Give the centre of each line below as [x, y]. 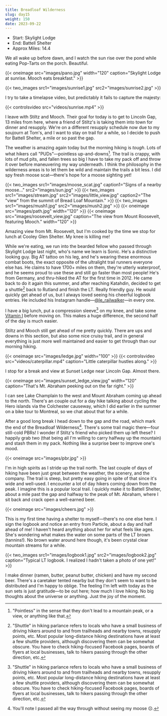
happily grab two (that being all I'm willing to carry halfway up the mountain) [83, 438]
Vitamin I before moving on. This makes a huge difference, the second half [82, 316]
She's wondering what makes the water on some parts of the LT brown [78, 535]
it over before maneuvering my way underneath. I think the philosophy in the [83, 164]
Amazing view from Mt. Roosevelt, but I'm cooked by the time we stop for [80, 231]
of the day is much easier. [32, 321]
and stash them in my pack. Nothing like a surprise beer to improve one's [80, 443]
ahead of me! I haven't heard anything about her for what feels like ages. [80, 529]
